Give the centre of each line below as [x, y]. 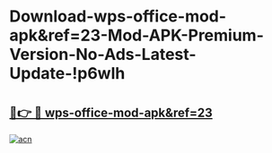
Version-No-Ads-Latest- [103, 55]
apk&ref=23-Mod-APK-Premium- [137, 35]
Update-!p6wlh [67, 74]
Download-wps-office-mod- [118, 17]
